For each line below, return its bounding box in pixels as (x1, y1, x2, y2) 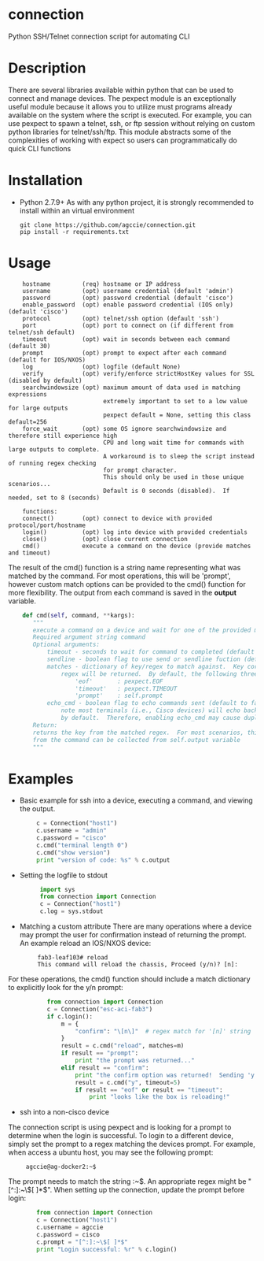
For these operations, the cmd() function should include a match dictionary (8, 974, 251, 984)
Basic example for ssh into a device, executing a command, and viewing (19, 796, 253, 805)
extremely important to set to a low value (103, 397, 247, 405)
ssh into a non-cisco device (19, 1107, 110, 1117)
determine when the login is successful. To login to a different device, (8, 1131, 234, 1140)
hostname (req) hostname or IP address (22, 280, 181, 288)
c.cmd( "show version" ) (36, 848, 111, 856)
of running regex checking (8, 459, 97, 467)
